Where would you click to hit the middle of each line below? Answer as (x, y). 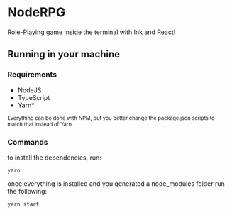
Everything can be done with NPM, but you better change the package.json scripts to (111, 118)
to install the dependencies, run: (54, 158)
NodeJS (29, 90)
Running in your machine (64, 54)
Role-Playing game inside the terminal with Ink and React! (92, 32)
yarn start (23, 204)
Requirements (32, 75)
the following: (27, 191)
